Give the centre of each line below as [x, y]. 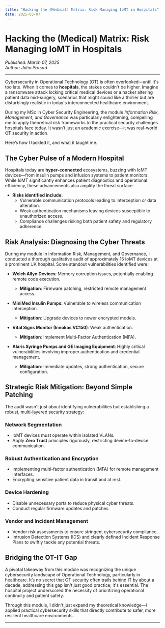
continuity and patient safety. [35, 596]
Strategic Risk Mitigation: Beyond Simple [69, 387]
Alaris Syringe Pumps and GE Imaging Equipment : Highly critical [79, 346]
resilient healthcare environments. [40, 615]
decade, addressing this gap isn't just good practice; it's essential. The [77, 585]
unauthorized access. [41, 216]
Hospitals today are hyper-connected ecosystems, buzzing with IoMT [76, 170]
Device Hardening [27, 492]
